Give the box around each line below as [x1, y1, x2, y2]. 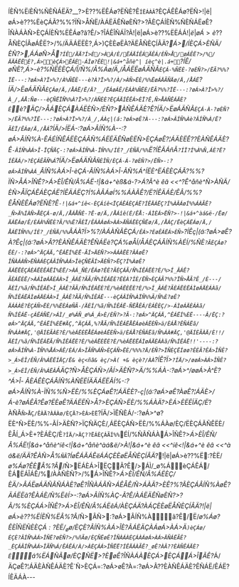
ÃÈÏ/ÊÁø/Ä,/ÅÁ [8, 125, 51, 132]
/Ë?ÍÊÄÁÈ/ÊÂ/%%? [146, 189, 202, 196]
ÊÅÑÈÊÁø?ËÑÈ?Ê [8, 199, 59, 207]
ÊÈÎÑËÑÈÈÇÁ [8, 523, 47, 532]
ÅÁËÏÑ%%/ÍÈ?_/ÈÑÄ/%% [8, 228, 70, 236]
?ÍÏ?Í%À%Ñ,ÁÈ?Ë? [177, 147, 226, 154]
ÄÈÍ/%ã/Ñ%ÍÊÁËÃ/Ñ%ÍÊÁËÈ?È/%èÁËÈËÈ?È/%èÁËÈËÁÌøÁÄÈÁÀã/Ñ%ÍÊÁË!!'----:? [8, 338, 219, 345]
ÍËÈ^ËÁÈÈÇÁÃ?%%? [145, 167, 205, 175]
